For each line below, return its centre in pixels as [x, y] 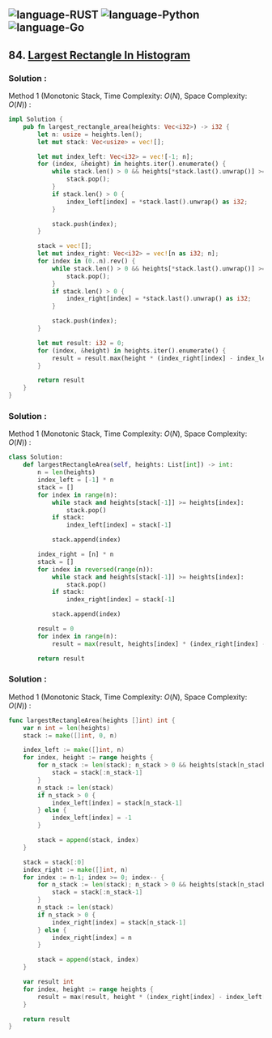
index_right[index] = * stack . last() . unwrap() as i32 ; [159, 299]
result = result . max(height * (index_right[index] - [142, 358]
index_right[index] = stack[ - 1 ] [121, 600]
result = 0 [56, 629]
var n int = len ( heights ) [67, 728]
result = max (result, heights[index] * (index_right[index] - [159, 644]
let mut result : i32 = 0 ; [81, 343]
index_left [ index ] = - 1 [91, 818]
